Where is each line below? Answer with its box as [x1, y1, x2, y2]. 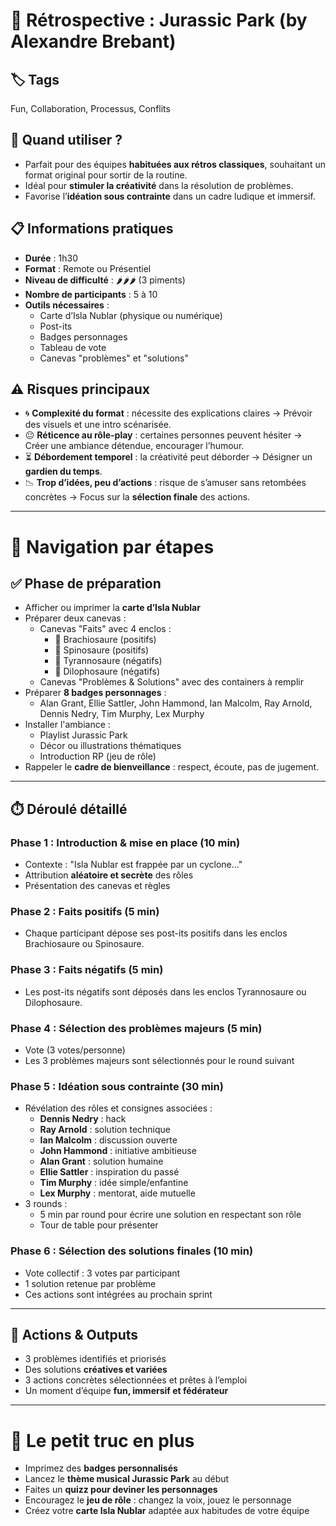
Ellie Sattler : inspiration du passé [39, 1166, 180, 1178]
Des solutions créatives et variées [24, 1364, 168, 1376]
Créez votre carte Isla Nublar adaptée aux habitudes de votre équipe [24, 1505, 310, 1517]
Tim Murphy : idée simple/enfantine [39, 1177, 189, 1189]
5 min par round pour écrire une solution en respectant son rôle [39, 1209, 302, 1221]
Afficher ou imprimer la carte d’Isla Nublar [24, 602, 201, 614]
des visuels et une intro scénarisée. [24, 419, 172, 431]
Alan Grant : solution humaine [39, 1155, 164, 1168]
